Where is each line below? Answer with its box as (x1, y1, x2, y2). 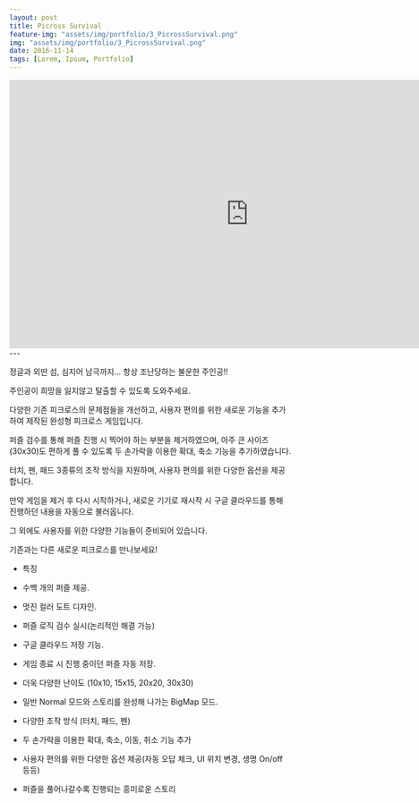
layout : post (9, 13, 58, 22)
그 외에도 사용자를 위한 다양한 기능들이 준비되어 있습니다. (9, 525, 208, 535)
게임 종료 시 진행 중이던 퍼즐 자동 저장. (21, 659, 157, 669)
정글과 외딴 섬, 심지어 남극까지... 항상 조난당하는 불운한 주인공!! (9, 366, 228, 377)
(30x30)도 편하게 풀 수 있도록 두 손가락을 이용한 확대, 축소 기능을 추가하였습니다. (9, 446, 292, 457)
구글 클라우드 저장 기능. (21, 639, 105, 650)
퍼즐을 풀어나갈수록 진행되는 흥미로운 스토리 (21, 784, 176, 794)
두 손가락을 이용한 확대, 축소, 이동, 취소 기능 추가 (21, 735, 192, 745)
